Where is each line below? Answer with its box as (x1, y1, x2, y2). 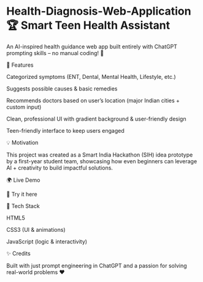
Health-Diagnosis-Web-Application (6, 4, 191, 18)
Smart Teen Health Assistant (20, 18, 170, 32)
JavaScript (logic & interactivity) (6, 237, 88, 245)
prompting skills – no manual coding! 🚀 (6, 49, 104, 56)
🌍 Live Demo (6, 176, 40, 184)
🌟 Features (6, 61, 34, 69)
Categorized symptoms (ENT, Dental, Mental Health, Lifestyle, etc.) (6, 73, 176, 80)
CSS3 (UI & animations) (6, 226, 66, 233)
